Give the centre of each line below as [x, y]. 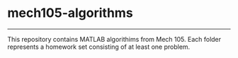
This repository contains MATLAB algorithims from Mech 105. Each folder [114, 39]
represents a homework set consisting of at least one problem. [99, 47]
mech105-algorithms [70, 13]
